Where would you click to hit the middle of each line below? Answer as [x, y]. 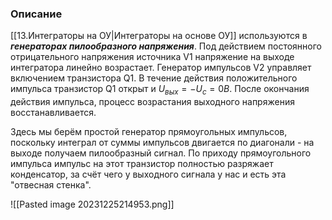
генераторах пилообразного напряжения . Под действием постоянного [166, 46]
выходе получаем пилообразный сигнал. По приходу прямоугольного [161, 153]
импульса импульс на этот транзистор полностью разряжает [142, 164]
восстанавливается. [53, 113]
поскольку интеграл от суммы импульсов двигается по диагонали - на [162, 143]
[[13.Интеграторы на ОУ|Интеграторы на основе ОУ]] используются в [159, 36]
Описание [36, 14]
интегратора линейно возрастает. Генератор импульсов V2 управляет [161, 68]
